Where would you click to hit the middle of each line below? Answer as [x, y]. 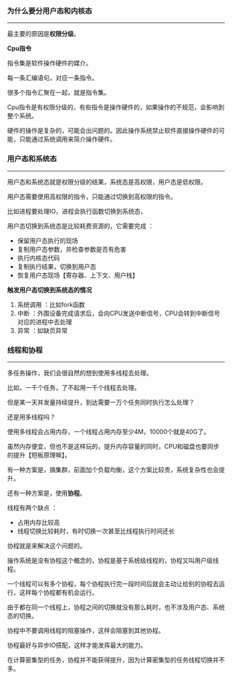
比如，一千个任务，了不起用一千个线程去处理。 [74, 387]
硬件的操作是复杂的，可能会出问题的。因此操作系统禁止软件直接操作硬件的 [113, 131]
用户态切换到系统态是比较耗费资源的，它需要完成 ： [80, 225]
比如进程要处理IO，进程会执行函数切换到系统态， [77, 211]
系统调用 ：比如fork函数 [51, 304]
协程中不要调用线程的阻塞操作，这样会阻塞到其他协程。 [86, 630]
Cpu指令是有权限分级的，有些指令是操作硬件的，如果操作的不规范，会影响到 [116, 107]
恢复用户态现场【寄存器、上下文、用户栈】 [78, 275]
